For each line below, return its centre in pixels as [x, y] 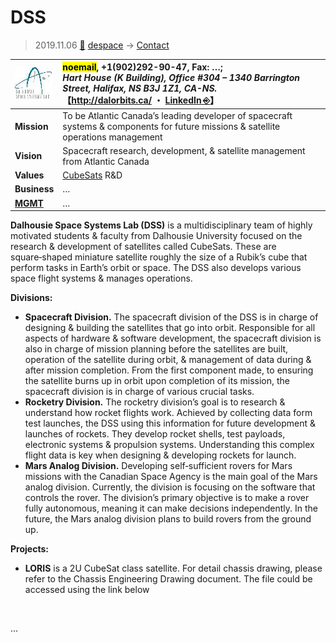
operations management [112, 137]
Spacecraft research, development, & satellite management [184, 150]
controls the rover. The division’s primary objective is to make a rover [167, 498]
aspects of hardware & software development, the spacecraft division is [173, 338]
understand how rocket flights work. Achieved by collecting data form [168, 413]
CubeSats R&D [92, 175]
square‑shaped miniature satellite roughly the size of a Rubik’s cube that [159, 257]
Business [34, 189]
